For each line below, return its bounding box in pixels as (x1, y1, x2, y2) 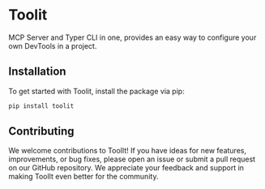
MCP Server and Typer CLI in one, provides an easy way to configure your (8, 32, 257, 42)
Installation (8, 65, 66, 79)
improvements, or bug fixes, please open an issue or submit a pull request (8, 154, 256, 164)
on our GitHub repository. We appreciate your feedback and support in (8, 163, 245, 173)
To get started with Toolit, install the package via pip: (8, 86, 185, 96)
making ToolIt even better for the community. (8, 172, 159, 182)
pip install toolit (8, 101, 75, 110)
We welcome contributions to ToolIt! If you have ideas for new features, (8, 146, 247, 156)
